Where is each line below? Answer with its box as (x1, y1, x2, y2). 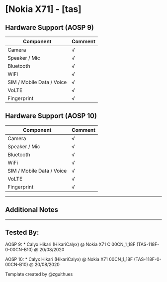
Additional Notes (5, 205, 59, 214)
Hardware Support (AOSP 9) (5, 23, 94, 32)
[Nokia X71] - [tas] (5, 3, 82, 15)
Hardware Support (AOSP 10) (5, 112, 97, 120)
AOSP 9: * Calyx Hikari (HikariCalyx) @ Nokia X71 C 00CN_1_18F (5, 241, 136, 247)
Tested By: (5, 228, 39, 237)
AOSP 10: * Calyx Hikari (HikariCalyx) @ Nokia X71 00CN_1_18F (5, 256, 133, 262)
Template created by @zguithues (5, 271, 73, 277)
